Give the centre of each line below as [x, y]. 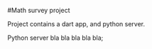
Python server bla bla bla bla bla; [55, 38]
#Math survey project [39, 10]
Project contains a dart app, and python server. [76, 24]
